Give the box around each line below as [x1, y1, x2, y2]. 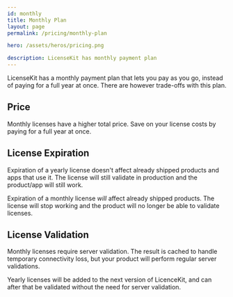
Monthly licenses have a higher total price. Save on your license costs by [7, 120, 216, 128]
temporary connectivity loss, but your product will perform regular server [7, 255, 217, 263]
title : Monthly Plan [7, 17, 67, 24]
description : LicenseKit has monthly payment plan [7, 55, 157, 62]
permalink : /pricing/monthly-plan [7, 29, 108, 37]
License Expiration [7, 147, 90, 159]
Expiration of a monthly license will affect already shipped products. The [7, 194, 215, 202]
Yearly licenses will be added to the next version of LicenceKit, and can [7, 275, 212, 284]
